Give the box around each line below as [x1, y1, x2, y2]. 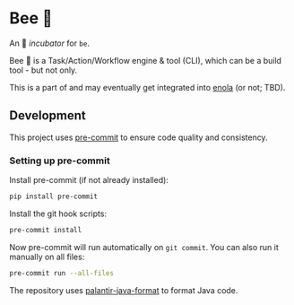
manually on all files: [9, 251, 85, 262]
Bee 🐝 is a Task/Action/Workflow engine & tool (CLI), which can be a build [9, 55, 282, 65]
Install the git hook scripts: [9, 208, 108, 219]
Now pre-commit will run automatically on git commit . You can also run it [9, 241, 280, 252]
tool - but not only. [9, 65, 78, 75]
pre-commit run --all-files [9, 268, 115, 277]
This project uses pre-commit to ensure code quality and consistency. [9, 132, 268, 143]
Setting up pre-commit [9, 154, 110, 167]
